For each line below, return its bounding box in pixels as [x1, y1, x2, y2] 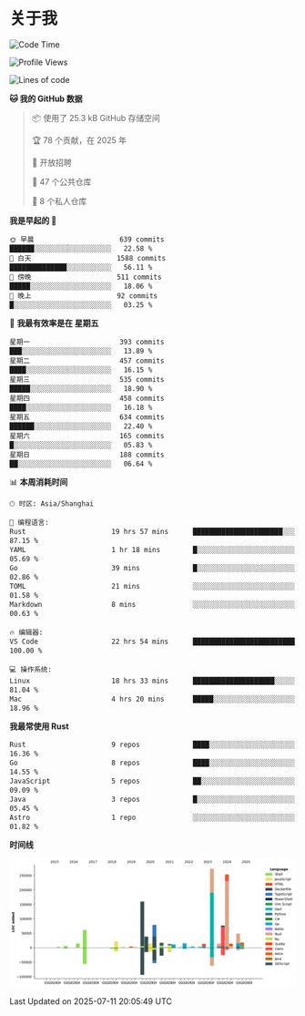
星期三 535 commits [9, 375, 165, 384]
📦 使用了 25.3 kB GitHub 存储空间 [31, 112, 161, 123]
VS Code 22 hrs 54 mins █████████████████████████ [9, 637, 296, 646]
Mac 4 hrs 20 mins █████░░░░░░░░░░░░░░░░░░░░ [9, 694, 296, 703]
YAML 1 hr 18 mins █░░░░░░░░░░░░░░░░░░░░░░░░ [9, 545, 296, 554]
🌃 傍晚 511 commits [9, 272, 162, 282]
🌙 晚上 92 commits [9, 291, 158, 301]
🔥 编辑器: [9, 628, 44, 637]
